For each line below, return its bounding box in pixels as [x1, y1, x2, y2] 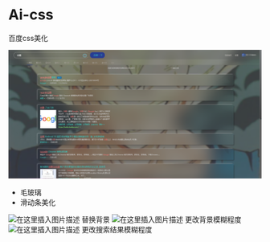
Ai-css [8, 6, 54, 24]
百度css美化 [8, 33, 48, 43]
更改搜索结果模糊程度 [81, 225, 153, 235]
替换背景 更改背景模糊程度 [81, 215, 242, 224]
